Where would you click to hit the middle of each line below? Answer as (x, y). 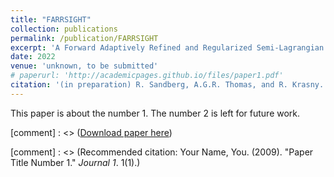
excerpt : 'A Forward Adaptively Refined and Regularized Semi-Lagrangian (167, 47)
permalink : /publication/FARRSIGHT (84, 38)
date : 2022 (33, 57)
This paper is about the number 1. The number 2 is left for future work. (155, 113)
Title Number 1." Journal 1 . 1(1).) (75, 162)
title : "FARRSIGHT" (51, 19)
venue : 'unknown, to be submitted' (84, 66)
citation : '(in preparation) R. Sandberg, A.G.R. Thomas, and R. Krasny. (167, 85)
